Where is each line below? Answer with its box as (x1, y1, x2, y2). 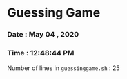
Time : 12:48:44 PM (7, 49, 75, 58)
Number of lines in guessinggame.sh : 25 (7, 64, 120, 72)
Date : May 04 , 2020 (7, 30, 79, 39)
